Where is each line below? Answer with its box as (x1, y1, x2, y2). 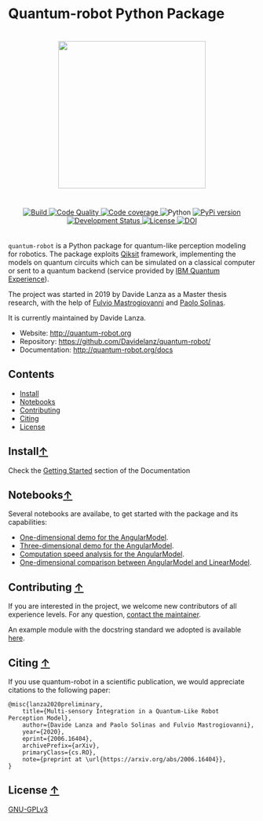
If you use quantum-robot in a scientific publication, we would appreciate (8, 677, 245, 686)
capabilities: (8, 518, 47, 527)
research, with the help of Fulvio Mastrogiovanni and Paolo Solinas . (8, 298, 226, 307)
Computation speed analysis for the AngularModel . (19, 549, 184, 559)
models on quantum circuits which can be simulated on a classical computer (8, 257, 256, 267)
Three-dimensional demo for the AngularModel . (19, 541, 174, 551)
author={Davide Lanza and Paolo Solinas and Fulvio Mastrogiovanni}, (22, 721, 255, 729)
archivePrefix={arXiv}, (22, 742, 100, 750)
